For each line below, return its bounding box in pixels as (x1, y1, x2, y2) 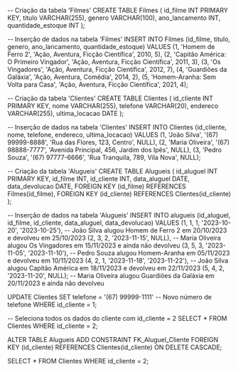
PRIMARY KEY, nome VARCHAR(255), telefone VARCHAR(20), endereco (7, 102, 219, 110)
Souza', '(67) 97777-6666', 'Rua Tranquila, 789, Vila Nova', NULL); (7, 153, 201, 161)
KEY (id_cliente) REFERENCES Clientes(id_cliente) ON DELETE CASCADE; (7, 343, 222, 351)
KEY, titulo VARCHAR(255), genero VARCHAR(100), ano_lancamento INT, (7, 14, 221, 22)
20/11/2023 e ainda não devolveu (7, 279, 104, 287)
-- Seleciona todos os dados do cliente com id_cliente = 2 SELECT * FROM (7, 314, 227, 322)
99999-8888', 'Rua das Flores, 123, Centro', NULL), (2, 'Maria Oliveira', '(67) (7, 138, 229, 147)
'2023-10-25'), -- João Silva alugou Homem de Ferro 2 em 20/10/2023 (20, 226, 227, 234)
